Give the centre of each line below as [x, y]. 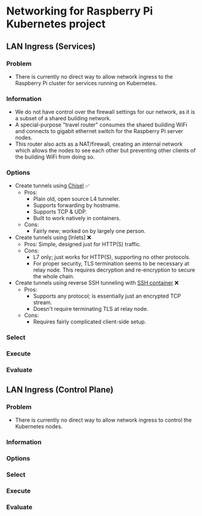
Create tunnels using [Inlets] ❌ [53, 238]
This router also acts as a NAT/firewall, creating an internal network [99, 144]
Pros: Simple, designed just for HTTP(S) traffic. [83, 244]
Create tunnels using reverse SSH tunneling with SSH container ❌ [97, 283]
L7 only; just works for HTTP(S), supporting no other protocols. [112, 257]
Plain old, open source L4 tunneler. [77, 199]
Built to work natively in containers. [77, 218]
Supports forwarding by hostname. [77, 205]
